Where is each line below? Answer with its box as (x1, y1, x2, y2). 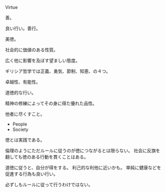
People (12, 121, 28, 127)
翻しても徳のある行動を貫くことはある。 (5, 154, 89, 160)
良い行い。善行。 (5, 25, 41, 31)
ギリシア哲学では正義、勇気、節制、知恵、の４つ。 (5, 68, 111, 74)
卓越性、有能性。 (5, 79, 41, 85)
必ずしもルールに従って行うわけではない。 (5, 181, 93, 187)
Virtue (5, 5, 18, 10)
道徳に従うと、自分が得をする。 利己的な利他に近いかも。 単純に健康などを (5, 165, 161, 170)
